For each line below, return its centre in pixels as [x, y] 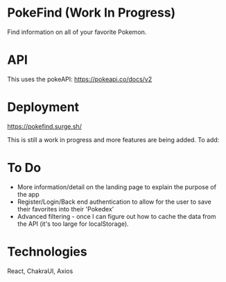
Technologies [47, 252]
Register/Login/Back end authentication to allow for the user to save [114, 202]
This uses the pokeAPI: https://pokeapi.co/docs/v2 [80, 79]
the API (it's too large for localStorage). [73, 224]
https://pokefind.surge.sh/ [44, 126]
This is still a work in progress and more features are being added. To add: [113, 139]
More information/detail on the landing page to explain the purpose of [117, 187]
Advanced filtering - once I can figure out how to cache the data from [116, 216]
